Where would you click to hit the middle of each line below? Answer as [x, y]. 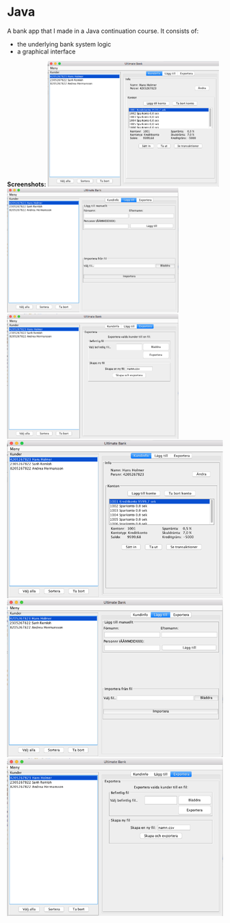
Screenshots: [27, 184]
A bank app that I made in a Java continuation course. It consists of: [103, 31]
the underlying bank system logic [64, 44]
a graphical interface [46, 51]
